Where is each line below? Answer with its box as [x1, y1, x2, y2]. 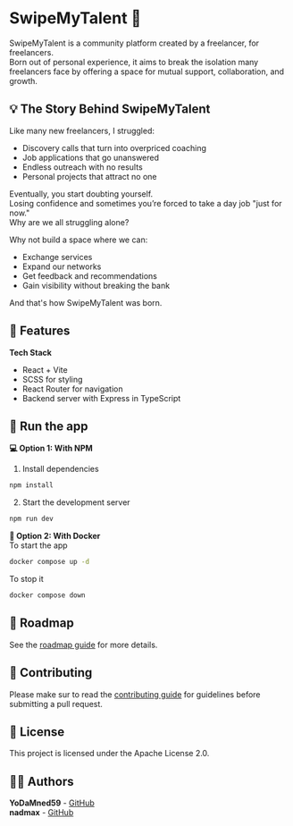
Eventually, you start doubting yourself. [9, 188, 154, 199]
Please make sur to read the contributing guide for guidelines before [9, 688, 261, 700]
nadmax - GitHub [9, 807, 74, 818]
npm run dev [9, 514, 54, 524]
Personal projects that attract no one [21, 171, 158, 181]
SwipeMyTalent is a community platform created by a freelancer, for [9, 38, 260, 48]
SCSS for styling [21, 374, 83, 384]
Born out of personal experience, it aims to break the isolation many [9, 56, 259, 67]
